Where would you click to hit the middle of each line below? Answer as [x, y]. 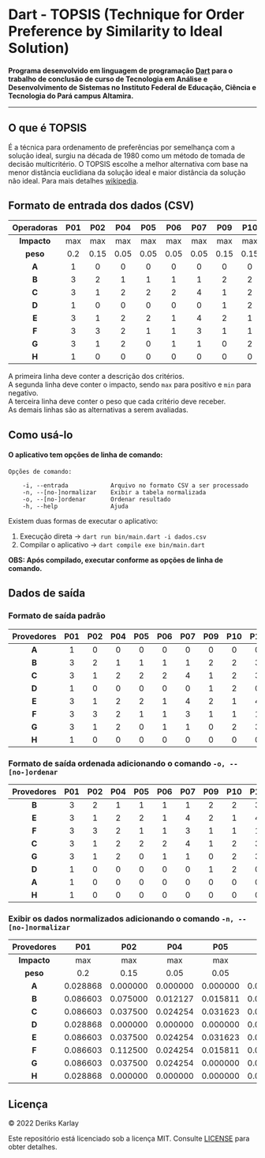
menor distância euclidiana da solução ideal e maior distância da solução [127, 172]
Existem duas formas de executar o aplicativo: [83, 521]
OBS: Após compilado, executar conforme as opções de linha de [116, 560]
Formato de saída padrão [57, 616]
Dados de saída [47, 594]
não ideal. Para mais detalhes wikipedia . [73, 180]
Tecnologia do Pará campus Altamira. [71, 96]
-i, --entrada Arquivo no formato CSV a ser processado [135, 486]
